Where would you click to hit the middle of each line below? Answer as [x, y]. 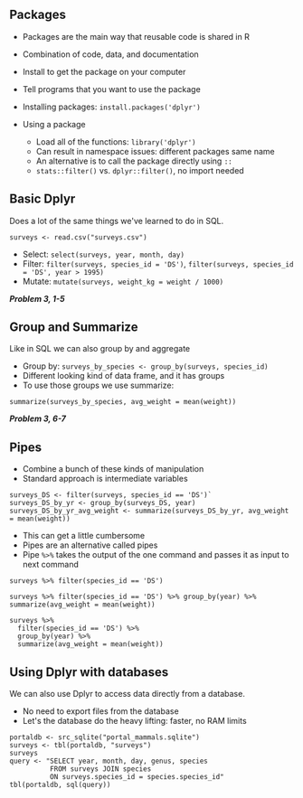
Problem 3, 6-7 [38, 418]
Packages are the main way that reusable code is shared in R [136, 36]
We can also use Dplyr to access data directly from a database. [128, 694]
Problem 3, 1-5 [37, 298]
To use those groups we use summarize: [98, 385]
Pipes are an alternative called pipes [90, 545]
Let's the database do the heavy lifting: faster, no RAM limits [134, 721]
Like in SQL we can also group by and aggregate [100, 349]
